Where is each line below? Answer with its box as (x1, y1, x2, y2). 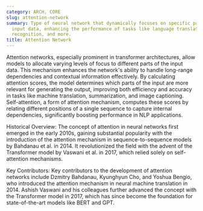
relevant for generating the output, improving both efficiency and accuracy (6, 86, 192, 93)
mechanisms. (29, 155, 63, 162)
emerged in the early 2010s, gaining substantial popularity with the (6, 129, 172, 137)
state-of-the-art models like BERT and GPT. (6, 199, 115, 206)
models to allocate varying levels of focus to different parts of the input (6, 60, 183, 67)
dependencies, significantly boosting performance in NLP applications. (6, 111, 183, 118)
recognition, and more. (11, 31, 71, 37)
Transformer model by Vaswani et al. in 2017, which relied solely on (6, 149, 173, 156)
